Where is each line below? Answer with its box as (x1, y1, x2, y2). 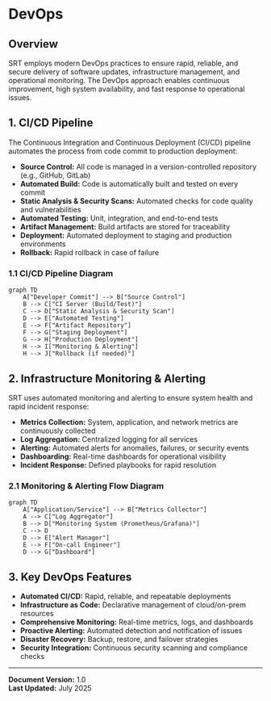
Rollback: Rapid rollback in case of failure (19, 247, 160, 257)
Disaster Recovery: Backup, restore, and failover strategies (19, 635, 219, 644)
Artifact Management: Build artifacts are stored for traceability (19, 221, 231, 231)
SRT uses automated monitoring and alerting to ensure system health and (8, 392, 253, 402)
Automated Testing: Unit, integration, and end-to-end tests (19, 213, 219, 223)
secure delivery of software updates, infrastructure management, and (8, 67, 240, 77)
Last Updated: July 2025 (8, 683, 92, 693)
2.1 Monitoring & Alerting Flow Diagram (8, 480, 165, 491)
